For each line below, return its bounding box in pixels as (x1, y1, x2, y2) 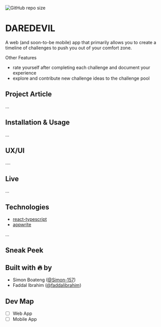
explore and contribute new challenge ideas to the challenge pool (12, 75, 150, 81)
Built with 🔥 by (5, 263, 52, 272)
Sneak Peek (5, 246, 44, 255)
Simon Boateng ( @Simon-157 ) (12, 277, 76, 283)
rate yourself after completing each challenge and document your (12, 64, 151, 71)
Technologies (5, 203, 50, 211)
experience (12, 70, 37, 76)
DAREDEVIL (5, 23, 56, 34)
